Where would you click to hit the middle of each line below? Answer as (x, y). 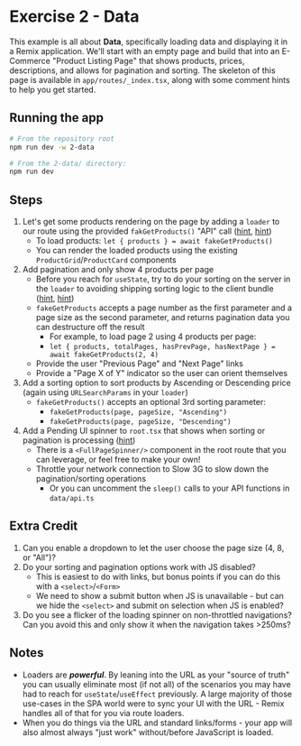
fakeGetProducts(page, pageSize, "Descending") (140, 422)
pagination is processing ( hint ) (79, 440)
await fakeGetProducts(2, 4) (104, 355)
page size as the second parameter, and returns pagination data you (163, 318)
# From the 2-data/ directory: (68, 163)
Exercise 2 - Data (74, 17)
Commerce (30, 60)
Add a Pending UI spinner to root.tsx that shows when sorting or (144, 431)
